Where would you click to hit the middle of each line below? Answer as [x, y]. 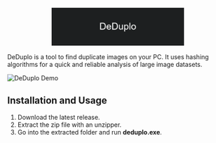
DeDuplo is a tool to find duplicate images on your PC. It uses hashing [108, 57]
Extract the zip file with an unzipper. [69, 125]
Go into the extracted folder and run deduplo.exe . [90, 132]
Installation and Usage [57, 100]
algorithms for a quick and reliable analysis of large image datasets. [105, 65]
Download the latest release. [59, 118]
